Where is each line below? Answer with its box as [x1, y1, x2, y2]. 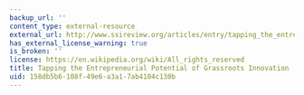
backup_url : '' [9, 13, 67, 23]
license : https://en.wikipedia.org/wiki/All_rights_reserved [9, 55, 245, 64]
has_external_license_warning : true [9, 38, 147, 48]
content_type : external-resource [9, 22, 136, 31]
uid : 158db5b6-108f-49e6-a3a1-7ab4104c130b [9, 72, 176, 81]
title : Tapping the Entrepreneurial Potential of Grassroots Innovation [9, 64, 290, 73]
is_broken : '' [9, 47, 63, 56]
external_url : [9, 30, 63, 39]
